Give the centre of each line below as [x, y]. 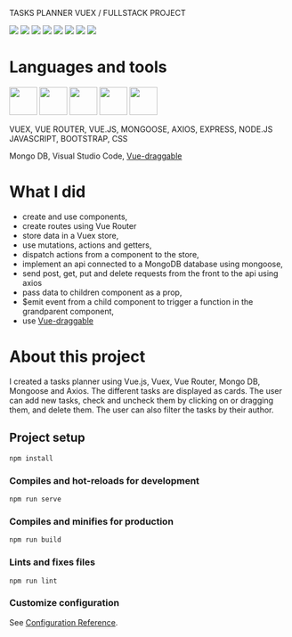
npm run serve [36, 499]
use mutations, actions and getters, [87, 245]
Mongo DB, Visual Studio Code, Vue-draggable [96, 156]
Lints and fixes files [53, 562]
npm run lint [33, 581]
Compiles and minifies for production [91, 521]
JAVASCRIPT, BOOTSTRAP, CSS [69, 138]
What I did [48, 192]
